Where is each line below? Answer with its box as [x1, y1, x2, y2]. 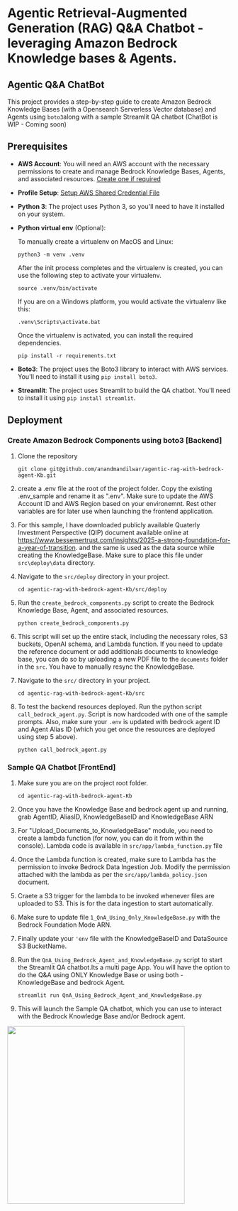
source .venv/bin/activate [17, 284, 98, 292]
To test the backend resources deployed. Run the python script [17, 702, 202, 711]
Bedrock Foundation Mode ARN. [17, 920, 112, 929]
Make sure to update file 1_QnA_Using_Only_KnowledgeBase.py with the [17, 913, 221, 921]
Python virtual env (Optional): [17, 223, 106, 232]
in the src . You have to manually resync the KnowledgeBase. [17, 662, 195, 671]
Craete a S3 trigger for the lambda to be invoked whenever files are [17, 891, 215, 900]
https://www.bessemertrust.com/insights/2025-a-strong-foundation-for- [17, 535, 231, 544]
